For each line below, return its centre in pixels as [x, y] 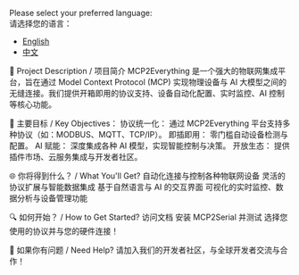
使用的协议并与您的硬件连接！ [64, 231]
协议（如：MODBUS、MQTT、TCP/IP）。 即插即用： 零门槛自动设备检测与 [152, 134]
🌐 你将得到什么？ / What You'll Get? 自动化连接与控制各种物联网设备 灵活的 [147, 176]
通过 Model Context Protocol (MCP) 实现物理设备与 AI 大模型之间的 [163, 82]
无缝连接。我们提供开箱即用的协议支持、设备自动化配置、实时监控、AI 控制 [147, 93]
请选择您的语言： [41, 23]
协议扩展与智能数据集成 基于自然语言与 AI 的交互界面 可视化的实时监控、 [143, 187]
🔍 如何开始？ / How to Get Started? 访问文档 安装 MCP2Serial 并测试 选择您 [149, 217]
